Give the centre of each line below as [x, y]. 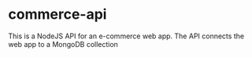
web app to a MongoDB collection [63, 44]
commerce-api [57, 14]
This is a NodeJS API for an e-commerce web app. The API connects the [126, 36]
